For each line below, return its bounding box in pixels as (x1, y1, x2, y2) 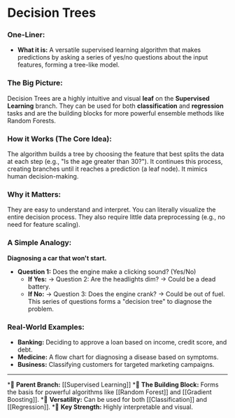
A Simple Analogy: (7, 238, 72, 248)
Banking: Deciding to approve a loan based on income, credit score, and (17, 337, 227, 346)
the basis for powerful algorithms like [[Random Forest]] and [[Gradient (7, 387, 212, 396)
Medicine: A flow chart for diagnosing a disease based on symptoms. (17, 352, 219, 361)
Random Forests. (7, 116, 56, 125)
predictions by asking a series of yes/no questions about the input (17, 53, 208, 62)
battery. (27, 282, 51, 291)
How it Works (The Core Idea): (7, 134, 112, 144)
